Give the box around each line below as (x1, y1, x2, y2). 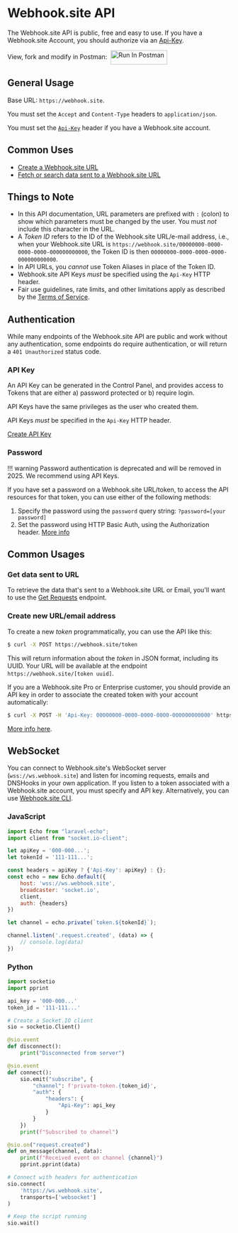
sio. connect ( (7, 1180, 46, 1188)
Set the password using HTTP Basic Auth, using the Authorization (17, 520, 210, 528)
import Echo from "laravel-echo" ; (7, 827, 110, 835)
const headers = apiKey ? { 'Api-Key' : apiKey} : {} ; (7, 867, 166, 874)
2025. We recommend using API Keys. (7, 471, 120, 480)
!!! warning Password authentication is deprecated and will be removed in (7, 464, 222, 472)
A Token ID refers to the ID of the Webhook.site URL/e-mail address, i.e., (17, 232, 229, 241)
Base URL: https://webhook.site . (7, 96, 105, 104)
